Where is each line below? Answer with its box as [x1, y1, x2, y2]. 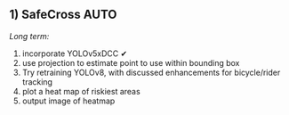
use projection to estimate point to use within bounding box [21, 57, 240, 68]
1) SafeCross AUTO [9, 7, 117, 22]
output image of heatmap [21, 95, 116, 106]
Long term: [9, 30, 50, 41]
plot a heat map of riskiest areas [21, 86, 140, 96]
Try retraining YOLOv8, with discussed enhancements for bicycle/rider [21, 67, 281, 78]
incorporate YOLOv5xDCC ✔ [21, 48, 127, 59]
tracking [21, 76, 53, 87]
